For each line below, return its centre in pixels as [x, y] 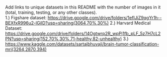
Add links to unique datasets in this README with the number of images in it [83, 7]
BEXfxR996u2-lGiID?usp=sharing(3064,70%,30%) [57, 23]
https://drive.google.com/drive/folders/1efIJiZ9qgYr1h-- [105, 18]
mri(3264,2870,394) [26, 49]
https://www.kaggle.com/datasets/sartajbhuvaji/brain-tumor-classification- [82, 44]
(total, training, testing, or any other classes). [51, 12]
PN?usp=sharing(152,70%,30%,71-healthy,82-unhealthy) [64, 39]
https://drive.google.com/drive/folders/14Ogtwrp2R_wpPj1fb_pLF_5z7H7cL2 [83, 33]
